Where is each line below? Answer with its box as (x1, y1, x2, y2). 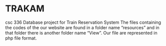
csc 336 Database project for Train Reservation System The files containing (5, 19, 161, 25)
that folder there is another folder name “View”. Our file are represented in (5, 30, 157, 36)
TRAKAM (5, 3, 45, 14)
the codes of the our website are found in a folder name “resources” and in (5, 24, 160, 30)
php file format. (5, 35, 37, 41)
